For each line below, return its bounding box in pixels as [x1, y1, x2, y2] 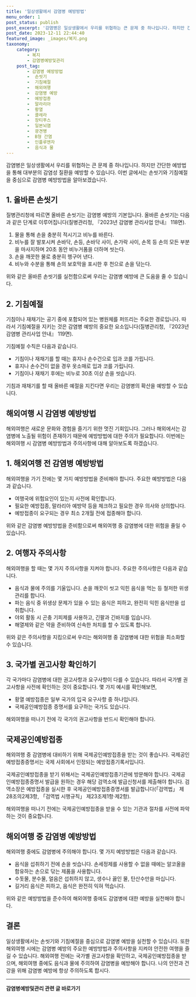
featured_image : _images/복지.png [6, 36, 87, 42]
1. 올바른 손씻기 [6, 194, 58, 205]
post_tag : [16, 63, 41, 69]
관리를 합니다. [14, 592, 47, 599]
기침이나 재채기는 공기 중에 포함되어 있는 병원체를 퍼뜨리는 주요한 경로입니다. [6, 316, 181, 323]
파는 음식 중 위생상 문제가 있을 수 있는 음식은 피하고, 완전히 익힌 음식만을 [14, 599, 180, 606]
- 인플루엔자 [27, 139, 55, 145]
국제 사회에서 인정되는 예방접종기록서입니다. [44, 759, 145, 766]
